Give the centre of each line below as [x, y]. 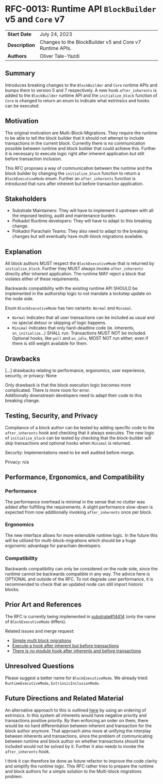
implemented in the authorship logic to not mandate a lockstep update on [78, 293]
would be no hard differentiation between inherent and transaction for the [78, 726]
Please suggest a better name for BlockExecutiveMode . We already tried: [77, 678]
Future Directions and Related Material [64, 699]
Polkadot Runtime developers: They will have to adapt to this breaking [82, 221]
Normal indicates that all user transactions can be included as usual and [83, 318]
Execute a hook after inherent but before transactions [65, 645]
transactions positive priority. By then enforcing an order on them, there [77, 720]
